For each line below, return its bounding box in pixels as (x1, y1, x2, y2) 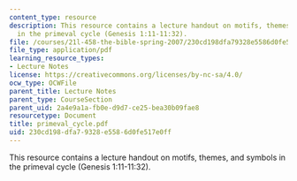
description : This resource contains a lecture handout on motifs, (9, 21, 263, 30)
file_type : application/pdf (9, 46, 113, 55)
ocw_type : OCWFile (9, 79, 77, 87)
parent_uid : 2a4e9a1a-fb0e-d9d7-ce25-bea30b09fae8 (9, 103, 200, 112)
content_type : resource (9, 12, 97, 22)
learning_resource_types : (9, 54, 104, 63)
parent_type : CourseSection (9, 94, 113, 104)
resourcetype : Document (9, 111, 97, 120)
